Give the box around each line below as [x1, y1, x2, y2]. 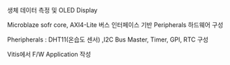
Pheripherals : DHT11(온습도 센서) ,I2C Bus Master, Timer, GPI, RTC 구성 [7, 35, 209, 44]
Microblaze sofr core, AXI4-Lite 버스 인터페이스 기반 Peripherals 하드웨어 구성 [7, 21, 224, 29]
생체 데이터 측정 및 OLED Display [7, 6, 98, 14]
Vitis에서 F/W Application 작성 [7, 50, 91, 58]
